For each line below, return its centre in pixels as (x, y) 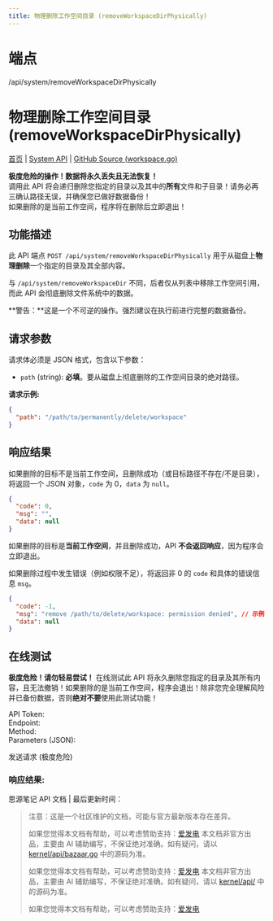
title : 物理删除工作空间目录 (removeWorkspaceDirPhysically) (108, 16)
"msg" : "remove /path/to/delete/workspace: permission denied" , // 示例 (140, 614)
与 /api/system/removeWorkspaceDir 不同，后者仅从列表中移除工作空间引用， (136, 283)
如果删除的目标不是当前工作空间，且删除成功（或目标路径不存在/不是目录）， (136, 474)
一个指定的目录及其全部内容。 (80, 266)
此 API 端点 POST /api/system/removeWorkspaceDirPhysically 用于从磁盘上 (132, 255)
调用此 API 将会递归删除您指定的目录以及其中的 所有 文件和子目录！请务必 (130, 186)
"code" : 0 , (34, 506)
